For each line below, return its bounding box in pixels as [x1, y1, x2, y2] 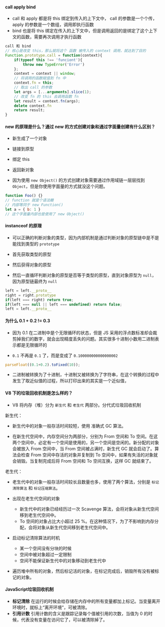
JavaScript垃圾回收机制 [5, 586, 54, 593]
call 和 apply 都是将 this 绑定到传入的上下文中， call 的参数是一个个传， [12, 15, 157, 22]
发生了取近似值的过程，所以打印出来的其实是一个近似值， [12, 378, 129, 384]
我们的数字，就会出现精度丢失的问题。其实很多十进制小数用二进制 [21, 336, 155, 342]
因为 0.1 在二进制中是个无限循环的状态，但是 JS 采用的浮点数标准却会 [12, 330, 153, 336]
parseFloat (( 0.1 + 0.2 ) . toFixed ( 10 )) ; [5, 362, 80, 367]
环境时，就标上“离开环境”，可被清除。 [12, 604, 90, 610]
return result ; [14, 108, 45, 113]
